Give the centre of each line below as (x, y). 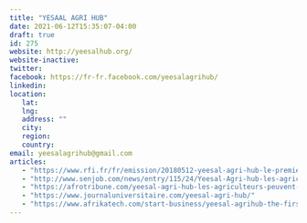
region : (36, 137)
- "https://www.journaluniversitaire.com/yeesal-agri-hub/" (138, 196)
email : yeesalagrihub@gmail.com (71, 153)
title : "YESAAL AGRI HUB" (58, 18)
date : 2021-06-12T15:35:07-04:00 (73, 26)
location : (28, 94)
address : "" (44, 119)
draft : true (32, 35)
